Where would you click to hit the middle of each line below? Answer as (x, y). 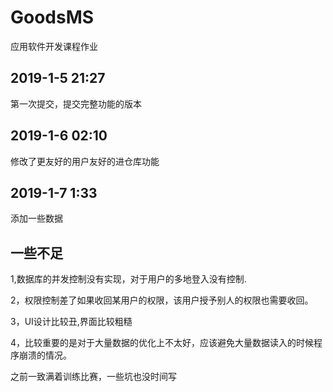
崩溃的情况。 (45, 355)
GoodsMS (52, 17)
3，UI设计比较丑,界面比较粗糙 (71, 322)
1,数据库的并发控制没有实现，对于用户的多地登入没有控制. (128, 279)
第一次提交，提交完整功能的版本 (76, 103)
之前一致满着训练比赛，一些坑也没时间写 (93, 377)
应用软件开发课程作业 (54, 46)
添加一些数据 (36, 218)
